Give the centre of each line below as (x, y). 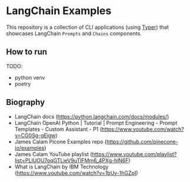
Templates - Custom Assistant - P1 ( (58, 129)
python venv (30, 77)
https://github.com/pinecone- (142, 141)
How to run (27, 52)
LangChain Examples (59, 11)
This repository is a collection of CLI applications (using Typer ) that (87, 27)
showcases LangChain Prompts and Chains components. (74, 33)
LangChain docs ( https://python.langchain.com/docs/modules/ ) (92, 117)
